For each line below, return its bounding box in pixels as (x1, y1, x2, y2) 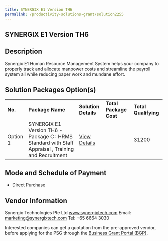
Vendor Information (5, 196, 67, 205)
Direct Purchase (12, 182, 46, 188)
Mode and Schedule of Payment (5, 168, 107, 177)
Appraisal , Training (28, 145, 74, 152)
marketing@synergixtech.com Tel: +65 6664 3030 (5, 215, 110, 221)
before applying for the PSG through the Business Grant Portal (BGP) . (5, 230, 148, 236)
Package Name (28, 106, 66, 113)
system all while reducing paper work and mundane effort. (5, 71, 126, 77)
